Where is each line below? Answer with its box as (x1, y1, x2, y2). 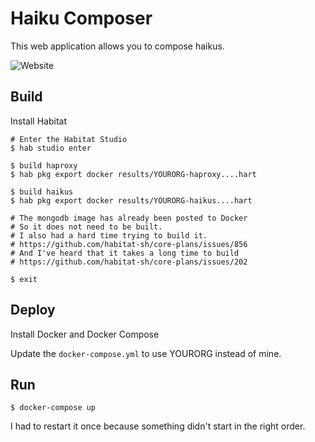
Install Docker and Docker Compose (10, 328, 160, 340)
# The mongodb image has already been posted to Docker (10, 213, 248, 223)
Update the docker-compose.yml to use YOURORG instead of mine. (10, 347, 282, 359)
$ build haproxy (10, 160, 78, 171)
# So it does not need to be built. (10, 222, 163, 232)
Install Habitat (10, 115, 67, 127)
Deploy (10, 302, 56, 319)
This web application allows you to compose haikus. (10, 40, 225, 52)
